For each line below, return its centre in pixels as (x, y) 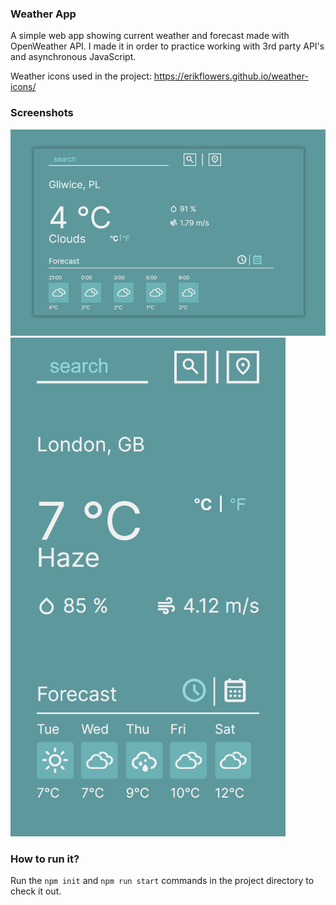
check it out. (36, 891)
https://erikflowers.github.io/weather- (231, 76)
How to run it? (45, 859)
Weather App (43, 14)
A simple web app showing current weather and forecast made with (150, 36)
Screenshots (42, 113)
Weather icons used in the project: (81, 76)
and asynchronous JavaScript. (73, 57)
